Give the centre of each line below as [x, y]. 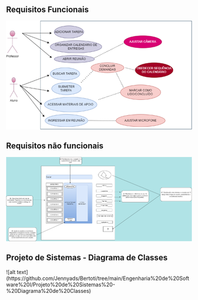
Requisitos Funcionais [48, 10]
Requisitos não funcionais [55, 146]
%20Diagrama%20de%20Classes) [49, 291]
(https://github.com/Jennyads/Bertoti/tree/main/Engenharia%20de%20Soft [98, 278]
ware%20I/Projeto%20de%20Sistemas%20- [61, 284]
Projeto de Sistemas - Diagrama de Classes [87, 258]
